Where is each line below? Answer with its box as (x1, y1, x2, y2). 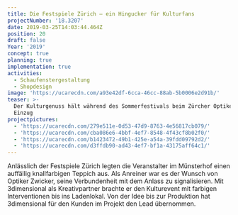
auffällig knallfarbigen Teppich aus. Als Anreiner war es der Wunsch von (7, 170, 218, 178)
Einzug (13, 109, 33, 116)
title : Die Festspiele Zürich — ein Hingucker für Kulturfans (7, 10, 195, 18)
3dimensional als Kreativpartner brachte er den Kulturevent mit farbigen (7, 184, 217, 193)
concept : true (7, 50, 50, 57)
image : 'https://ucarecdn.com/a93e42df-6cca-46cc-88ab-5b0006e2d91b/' (7, 89, 220, 97)
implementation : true (7, 63, 72, 70)
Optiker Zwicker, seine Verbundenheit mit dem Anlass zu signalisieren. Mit (7, 177, 225, 185)
